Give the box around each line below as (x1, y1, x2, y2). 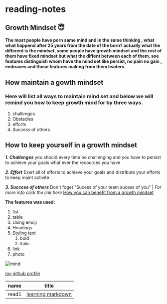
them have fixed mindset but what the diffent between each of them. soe (5, 53, 159, 59)
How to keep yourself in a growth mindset (5, 141, 138, 150)
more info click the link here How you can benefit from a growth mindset (5, 189, 154, 195)
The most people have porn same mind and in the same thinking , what (5, 37, 155, 43)
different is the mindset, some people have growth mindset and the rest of (5, 48, 162, 54)
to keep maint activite (5, 174, 49, 180)
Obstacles (12, 116, 33, 122)
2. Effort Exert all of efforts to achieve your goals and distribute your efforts (5, 169, 161, 175)
